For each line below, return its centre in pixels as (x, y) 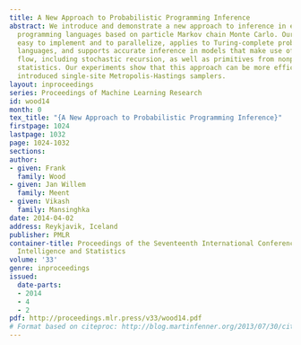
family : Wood (42, 176)
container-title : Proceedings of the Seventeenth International (132, 243)
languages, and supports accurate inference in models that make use (150, 51)
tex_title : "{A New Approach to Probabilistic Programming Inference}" (146, 118)
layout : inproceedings (52, 84)
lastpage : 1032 (38, 135)
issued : (24, 277)
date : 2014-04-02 (42, 218)
